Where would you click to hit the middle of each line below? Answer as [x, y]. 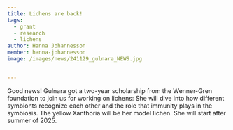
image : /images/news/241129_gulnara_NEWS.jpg [75, 59]
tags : [15, 20]
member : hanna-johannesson [47, 53]
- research [29, 33]
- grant [25, 26]
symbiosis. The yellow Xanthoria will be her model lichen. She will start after [116, 113]
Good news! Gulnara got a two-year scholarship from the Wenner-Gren [110, 90]
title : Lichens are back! [45, 14]
